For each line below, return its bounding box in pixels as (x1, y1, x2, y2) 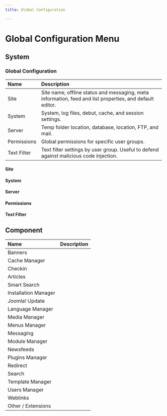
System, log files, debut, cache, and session (41, 109, 144, 116)
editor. (41, 101, 56, 108)
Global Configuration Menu (5, 33, 120, 44)
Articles (7, 273, 26, 280)
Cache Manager (7, 257, 45, 264)
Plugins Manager (7, 354, 47, 361)
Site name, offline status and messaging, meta (41, 89, 149, 96)
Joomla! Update (7, 298, 45, 305)
